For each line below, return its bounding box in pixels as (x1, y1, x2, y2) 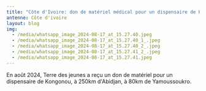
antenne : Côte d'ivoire (6, 15, 67, 21)
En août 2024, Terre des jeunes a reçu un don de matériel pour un (6, 71, 173, 78)
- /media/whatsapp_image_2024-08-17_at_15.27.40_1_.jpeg (12, 37, 161, 43)
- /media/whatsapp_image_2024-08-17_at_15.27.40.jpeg (12, 32, 152, 38)
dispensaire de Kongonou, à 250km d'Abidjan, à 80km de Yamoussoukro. (6, 78, 192, 85)
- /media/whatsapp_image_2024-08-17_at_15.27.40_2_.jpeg (12, 43, 161, 49)
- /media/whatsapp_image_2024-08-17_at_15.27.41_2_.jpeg (12, 49, 161, 55)
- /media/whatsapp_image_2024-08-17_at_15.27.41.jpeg (12, 54, 152, 60)
